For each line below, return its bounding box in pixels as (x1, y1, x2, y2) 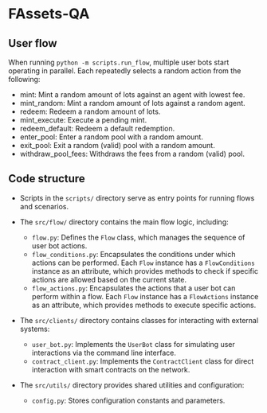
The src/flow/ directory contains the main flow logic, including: (19, 216, 229, 227)
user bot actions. (31, 240, 88, 251)
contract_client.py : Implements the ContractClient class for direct (31, 356, 254, 366)
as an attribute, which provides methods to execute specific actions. (31, 300, 257, 310)
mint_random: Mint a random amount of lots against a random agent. (19, 99, 245, 107)
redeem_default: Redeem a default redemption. (19, 124, 175, 133)
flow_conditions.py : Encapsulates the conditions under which (31, 249, 236, 259)
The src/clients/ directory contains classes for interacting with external (19, 315, 259, 325)
